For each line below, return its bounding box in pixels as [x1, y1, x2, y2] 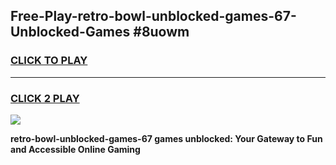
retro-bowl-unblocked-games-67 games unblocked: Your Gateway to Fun [10, 132, 323, 144]
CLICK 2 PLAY [10, 91, 80, 105]
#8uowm [133, 24, 190, 41]
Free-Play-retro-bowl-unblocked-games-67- [10, 8, 297, 25]
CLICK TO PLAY [10, 54, 88, 68]
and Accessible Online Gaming [10, 143, 141, 155]
